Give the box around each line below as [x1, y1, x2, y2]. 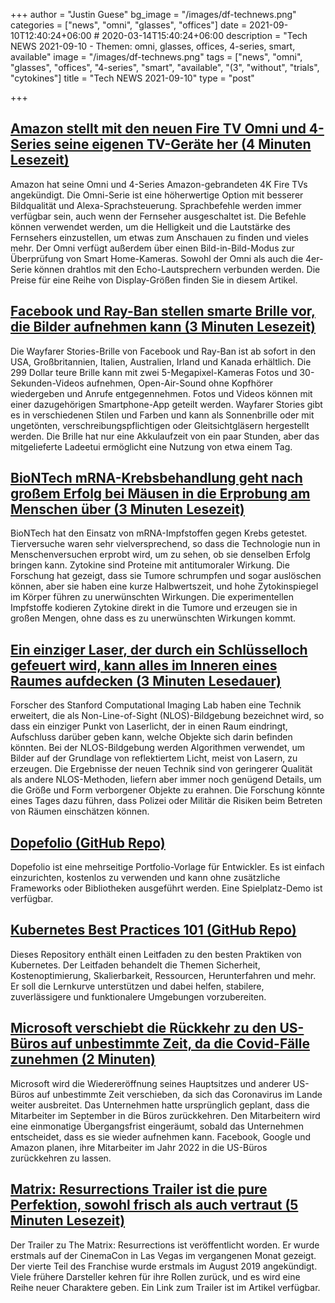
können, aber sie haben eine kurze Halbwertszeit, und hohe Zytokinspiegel [10, 580, 319, 593]
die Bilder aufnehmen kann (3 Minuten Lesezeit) [10, 319, 316, 336]
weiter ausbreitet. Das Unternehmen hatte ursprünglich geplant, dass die [10, 1099, 310, 1111]
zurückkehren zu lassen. [10, 1152, 112, 1164]
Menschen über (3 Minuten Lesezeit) [10, 501, 245, 518]
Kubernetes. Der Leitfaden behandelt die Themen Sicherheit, [10, 959, 261, 971]
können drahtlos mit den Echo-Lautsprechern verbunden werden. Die [34, 263, 321, 275]
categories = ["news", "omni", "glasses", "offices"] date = [10, 19, 248, 31]
